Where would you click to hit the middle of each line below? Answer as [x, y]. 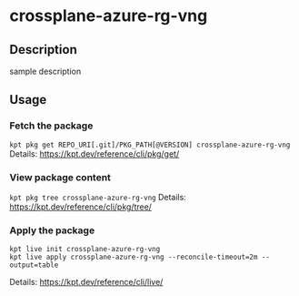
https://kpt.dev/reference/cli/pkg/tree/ [81, 207]
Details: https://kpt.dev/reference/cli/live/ [86, 282]
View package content [60, 177]
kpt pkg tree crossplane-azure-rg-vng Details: [98, 197]
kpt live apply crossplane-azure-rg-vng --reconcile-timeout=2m [134, 257]
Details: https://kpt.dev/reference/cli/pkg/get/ [95, 153]
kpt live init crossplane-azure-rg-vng [85, 250]
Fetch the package [51, 126]
